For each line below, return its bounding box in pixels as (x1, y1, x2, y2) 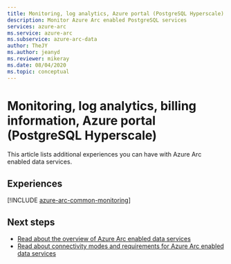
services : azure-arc (7, 23, 67, 30)
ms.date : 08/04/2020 (7, 62, 67, 69)
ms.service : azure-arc (7, 29, 73, 37)
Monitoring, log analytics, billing (7, 98, 197, 114)
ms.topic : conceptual (7, 68, 70, 75)
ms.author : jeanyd (7, 49, 60, 56)
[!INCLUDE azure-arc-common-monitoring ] (7, 196, 131, 204)
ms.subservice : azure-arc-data (7, 36, 98, 43)
